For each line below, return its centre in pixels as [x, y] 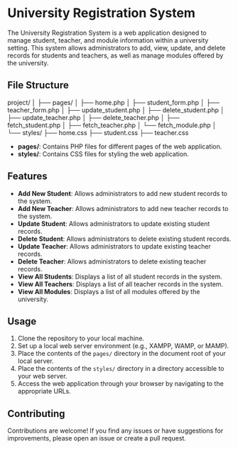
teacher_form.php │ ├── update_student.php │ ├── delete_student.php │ [116, 110]
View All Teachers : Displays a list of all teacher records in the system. [120, 284]
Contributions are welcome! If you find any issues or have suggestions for [115, 431]
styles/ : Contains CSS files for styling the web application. [103, 153]
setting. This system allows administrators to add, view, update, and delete [117, 48]
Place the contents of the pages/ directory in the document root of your [121, 354]
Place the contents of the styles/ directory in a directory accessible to [121, 369]
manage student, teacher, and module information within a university [108, 40]
